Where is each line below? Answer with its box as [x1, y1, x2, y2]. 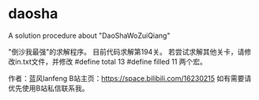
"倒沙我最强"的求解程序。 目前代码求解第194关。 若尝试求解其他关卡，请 [8, 46, 245, 56]
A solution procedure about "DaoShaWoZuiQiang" [8, 31, 171, 40]
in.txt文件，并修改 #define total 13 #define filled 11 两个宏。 [14, 57, 208, 66]
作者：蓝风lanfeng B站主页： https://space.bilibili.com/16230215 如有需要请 [8, 73, 252, 83]
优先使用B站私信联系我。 [8, 83, 89, 93]
